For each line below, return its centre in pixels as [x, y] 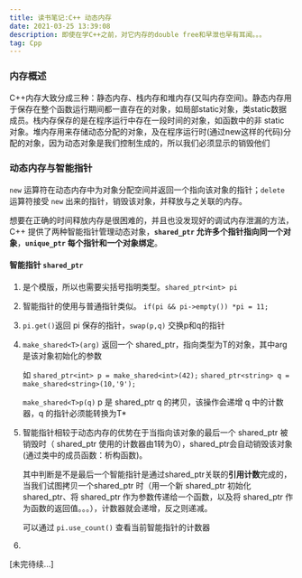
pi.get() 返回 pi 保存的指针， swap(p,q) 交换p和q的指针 [124, 325]
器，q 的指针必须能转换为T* [74, 414]
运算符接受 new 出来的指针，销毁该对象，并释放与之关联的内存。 [128, 200]
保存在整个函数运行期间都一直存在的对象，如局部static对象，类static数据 [151, 108]
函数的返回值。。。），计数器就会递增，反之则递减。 [121, 508]
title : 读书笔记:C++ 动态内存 [61, 18]
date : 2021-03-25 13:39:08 [60, 26]
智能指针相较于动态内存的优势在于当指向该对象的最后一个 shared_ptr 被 [155, 433]
